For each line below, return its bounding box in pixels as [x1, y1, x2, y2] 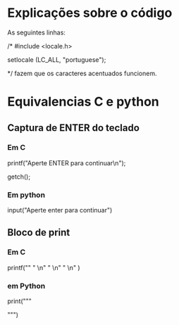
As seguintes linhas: [7, 28, 66, 37]
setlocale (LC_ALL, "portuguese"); [7, 55, 106, 64]
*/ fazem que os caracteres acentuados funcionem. [7, 69, 157, 77]
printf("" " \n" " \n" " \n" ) [7, 263, 80, 272]
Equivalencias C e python [7, 94, 160, 110]
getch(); [7, 172, 30, 181]
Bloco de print [7, 227, 70, 238]
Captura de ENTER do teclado [7, 122, 140, 134]
